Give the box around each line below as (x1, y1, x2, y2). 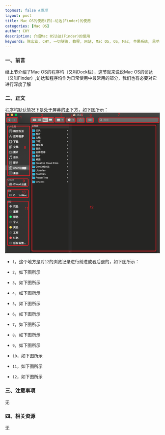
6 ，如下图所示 (12, 311, 41, 317)
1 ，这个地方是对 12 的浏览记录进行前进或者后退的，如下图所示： (12, 258, 140, 264)
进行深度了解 (5, 81, 31, 87)
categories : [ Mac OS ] (5, 24, 50, 29)
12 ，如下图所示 (12, 373, 43, 379)
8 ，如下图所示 (12, 332, 41, 338)
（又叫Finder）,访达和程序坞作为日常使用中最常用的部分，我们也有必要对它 (5, 75, 157, 81)
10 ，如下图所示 (12, 352, 43, 359)
